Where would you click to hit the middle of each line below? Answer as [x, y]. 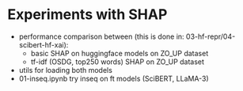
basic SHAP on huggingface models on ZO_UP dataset [120, 53]
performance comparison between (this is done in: [101, 36]
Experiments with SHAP [87, 15]
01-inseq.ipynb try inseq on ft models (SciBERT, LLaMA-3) [114, 78]
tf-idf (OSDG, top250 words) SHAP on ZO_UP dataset [118, 62]
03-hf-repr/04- [211, 36]
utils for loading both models [65, 70]
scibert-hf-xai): [44, 44]
